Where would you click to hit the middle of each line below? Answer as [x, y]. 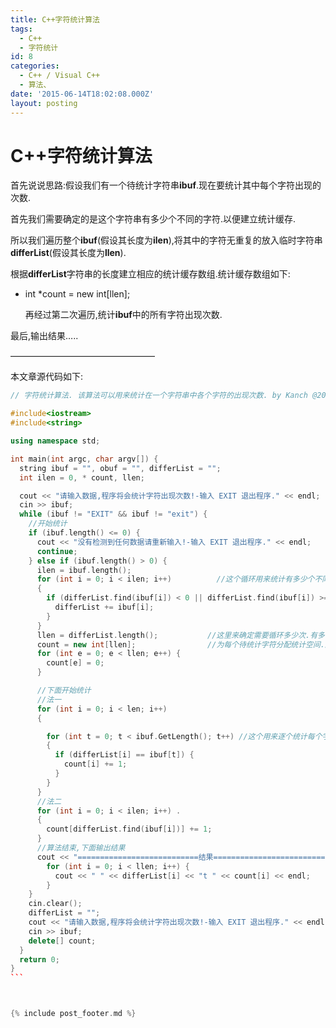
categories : [35, 66]
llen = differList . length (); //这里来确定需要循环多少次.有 [177, 635]
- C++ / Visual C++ [60, 76]
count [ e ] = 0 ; [75, 663]
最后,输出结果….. [44, 336]
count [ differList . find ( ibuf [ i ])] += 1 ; [129, 829]
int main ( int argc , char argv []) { [84, 459]
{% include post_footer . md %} [73, 1014]
